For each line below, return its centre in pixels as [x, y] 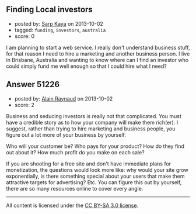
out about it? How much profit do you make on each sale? [75, 152]
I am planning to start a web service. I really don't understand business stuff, [98, 47]
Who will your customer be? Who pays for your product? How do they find [95, 146]
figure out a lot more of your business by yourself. [66, 134]
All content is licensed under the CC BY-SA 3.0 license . [72, 205]
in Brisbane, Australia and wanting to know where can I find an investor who [97, 60]
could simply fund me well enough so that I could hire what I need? [87, 66]
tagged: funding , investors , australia [60, 30]
